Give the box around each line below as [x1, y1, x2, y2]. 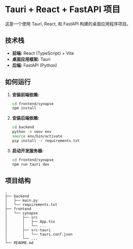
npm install [12, 106, 36, 111]
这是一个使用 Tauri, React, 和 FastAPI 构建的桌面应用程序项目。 [5, 21, 131, 27]
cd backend [12, 125, 34, 130]
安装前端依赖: [12, 92, 40, 97]
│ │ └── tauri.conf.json [5, 232, 73, 237]
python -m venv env [12, 129, 52, 134]
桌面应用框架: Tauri [12, 56, 51, 62]
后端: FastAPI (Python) [12, 62, 57, 68]
